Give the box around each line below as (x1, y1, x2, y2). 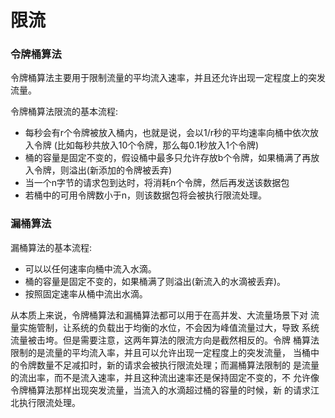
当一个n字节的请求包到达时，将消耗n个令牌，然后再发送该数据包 (24, 177, 290, 189)
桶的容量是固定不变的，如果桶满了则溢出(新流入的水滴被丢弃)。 (24, 275, 287, 287)
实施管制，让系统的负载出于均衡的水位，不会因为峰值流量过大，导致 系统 (18, 321, 320, 333)
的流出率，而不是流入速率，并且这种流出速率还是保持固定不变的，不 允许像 (10, 371, 320, 383)
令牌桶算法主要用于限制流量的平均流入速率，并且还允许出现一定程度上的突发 (10, 72, 326, 84)
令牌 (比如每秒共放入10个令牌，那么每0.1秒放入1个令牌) (33, 139, 260, 151)
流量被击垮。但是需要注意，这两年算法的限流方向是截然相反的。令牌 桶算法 (10, 334, 320, 346)
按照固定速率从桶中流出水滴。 (24, 287, 148, 300)
